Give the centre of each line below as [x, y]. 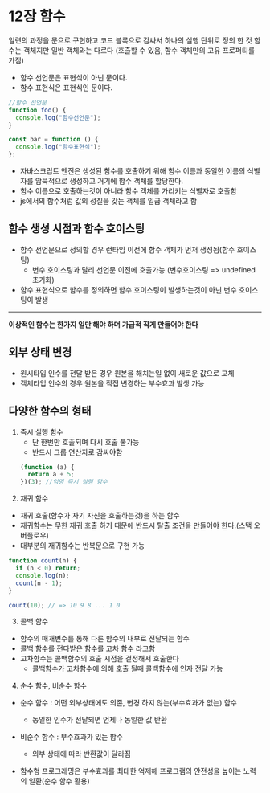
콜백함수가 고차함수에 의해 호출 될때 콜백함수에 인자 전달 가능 [127, 668]
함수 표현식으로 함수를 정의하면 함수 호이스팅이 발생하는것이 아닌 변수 [128, 289]
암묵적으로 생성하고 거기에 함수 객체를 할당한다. [109, 181]
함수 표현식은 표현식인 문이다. [66, 87]
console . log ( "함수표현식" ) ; [58, 147]
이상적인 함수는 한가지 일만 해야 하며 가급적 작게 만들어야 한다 [103, 324]
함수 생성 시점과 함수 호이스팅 [77, 229]
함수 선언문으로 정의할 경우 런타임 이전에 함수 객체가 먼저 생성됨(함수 [127, 249]
